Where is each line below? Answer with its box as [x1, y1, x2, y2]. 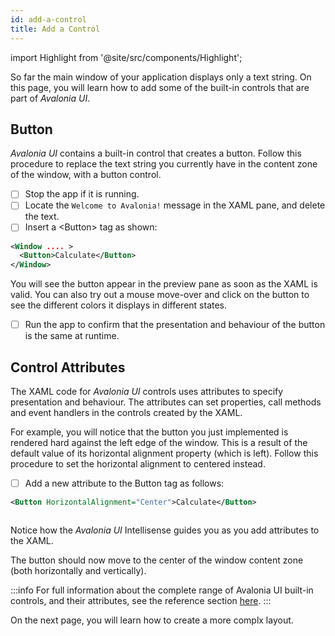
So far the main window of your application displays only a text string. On [10, 71, 312, 83]
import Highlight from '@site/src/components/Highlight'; [10, 51, 243, 63]
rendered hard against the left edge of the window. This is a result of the [10, 437, 308, 448]
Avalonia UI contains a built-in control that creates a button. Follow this [10, 147, 302, 160]
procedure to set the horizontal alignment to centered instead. [10, 458, 266, 470]
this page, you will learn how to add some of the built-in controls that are [10, 81, 310, 93]
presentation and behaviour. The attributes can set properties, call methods [10, 396, 322, 408]
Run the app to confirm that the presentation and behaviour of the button [24, 319, 326, 331]
